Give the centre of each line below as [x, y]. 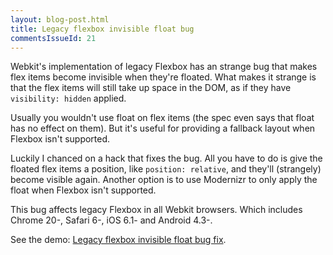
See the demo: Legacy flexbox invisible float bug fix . [118, 240]
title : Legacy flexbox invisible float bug [102, 29]
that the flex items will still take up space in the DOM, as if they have [151, 88]
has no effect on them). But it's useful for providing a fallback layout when [163, 128]
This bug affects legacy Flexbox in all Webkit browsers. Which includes [156, 210]
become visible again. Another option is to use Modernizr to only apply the [164, 180]
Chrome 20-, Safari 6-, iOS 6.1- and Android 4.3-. [111, 220]
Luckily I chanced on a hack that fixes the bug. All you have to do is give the [166, 158]
